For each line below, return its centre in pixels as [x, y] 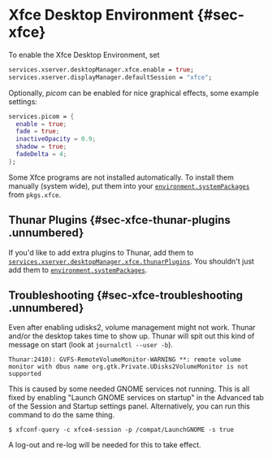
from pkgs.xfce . [35, 194]
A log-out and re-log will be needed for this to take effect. [105, 445]
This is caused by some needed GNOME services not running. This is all [129, 389]
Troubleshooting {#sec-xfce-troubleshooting [126, 296]
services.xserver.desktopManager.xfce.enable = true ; [101, 70]
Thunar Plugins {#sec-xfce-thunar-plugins [120, 220]
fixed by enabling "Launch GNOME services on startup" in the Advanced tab [136, 398]
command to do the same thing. [62, 415]
